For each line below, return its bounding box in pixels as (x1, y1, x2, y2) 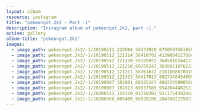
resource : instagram (6, 14, 57, 20)
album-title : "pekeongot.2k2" (6, 36, 81, 42)
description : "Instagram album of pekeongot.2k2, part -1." (6, 25, 157, 31)
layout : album (6, 8, 41, 15)
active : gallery (6, 31, 46, 36)
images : (6, 42, 25, 48)
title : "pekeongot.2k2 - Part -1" (6, 19, 91, 25)
